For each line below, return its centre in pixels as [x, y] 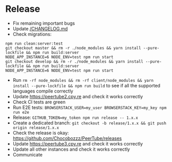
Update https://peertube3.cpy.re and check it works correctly [78, 143]
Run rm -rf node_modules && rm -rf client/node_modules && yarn [83, 80]
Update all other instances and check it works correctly [71, 149]
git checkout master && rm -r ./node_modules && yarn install [73, 48]
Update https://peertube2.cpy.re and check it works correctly [78, 96]
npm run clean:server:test [34, 43]
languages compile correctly [43, 91]
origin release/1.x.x [36, 128]
